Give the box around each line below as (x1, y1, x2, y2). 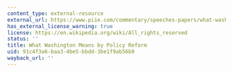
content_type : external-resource (7, 10, 104, 17)
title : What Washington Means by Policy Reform (7, 42, 148, 49)
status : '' (7, 36, 39, 43)
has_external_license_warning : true (7, 23, 113, 29)
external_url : (7, 16, 49, 23)
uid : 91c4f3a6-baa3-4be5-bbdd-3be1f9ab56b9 (7, 49, 135, 56)
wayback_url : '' (7, 55, 54, 62)
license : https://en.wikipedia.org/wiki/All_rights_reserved (7, 29, 188, 36)
